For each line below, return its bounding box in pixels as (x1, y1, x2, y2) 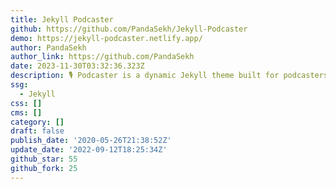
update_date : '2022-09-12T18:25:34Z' (10, 145, 168, 155)
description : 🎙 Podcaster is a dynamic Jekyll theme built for (10, 71, 280, 81)
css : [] (10, 98, 43, 108)
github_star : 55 (10, 154, 78, 164)
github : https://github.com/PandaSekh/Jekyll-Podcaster (10, 24, 248, 34)
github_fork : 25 (10, 163, 78, 173)
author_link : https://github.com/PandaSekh (10, 52, 195, 62)
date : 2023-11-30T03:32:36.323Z (10, 61, 145, 71)
